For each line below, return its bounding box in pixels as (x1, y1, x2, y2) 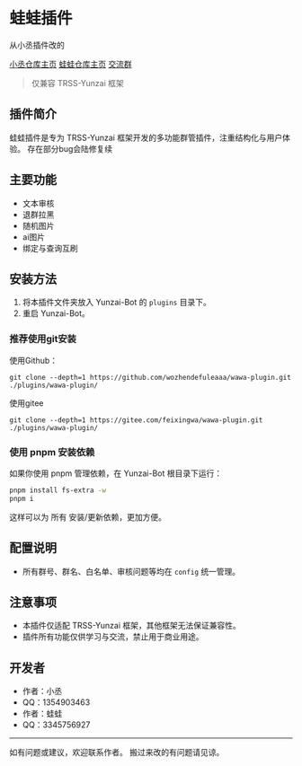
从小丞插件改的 (9, 40, 65, 50)
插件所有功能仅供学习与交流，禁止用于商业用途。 (22, 631, 204, 642)
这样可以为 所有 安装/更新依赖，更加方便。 (9, 511, 166, 522)
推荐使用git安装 (9, 333, 76, 346)
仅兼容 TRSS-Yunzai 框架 (31, 77, 124, 88)
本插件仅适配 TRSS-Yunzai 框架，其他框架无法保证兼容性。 (22, 621, 241, 631)
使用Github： (9, 355, 58, 365)
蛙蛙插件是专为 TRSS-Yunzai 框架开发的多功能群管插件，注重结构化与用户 (9, 132, 283, 143)
